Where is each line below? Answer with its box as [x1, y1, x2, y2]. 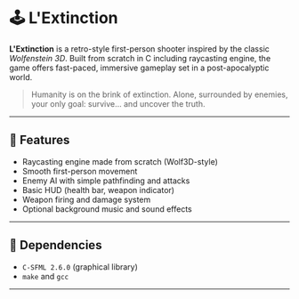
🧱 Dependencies [9, 238, 102, 253]
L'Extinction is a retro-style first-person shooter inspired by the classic [9, 43, 270, 54]
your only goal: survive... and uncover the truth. [30, 98, 206, 109]
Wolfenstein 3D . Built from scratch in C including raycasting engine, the [9, 53, 271, 63]
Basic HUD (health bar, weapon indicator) [21, 184, 175, 195]
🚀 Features [9, 133, 70, 148]
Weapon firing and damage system [21, 194, 151, 205]
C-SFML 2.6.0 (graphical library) [21, 261, 138, 272]
